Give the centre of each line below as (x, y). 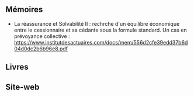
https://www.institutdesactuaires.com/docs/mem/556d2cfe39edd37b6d (101, 42)
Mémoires (24, 10)
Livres (17, 67)
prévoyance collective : (42, 36)
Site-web (22, 87)
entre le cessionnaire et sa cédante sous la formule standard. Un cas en (101, 30)
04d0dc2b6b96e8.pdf (41, 49)
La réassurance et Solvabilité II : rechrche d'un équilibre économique (97, 23)
